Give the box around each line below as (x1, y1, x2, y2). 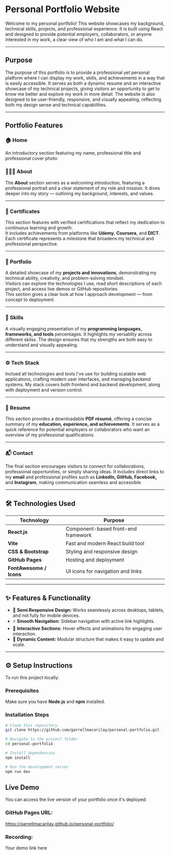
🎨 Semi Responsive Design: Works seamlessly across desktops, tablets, (12, 607, 164, 613)
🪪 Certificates (5, 208, 40, 215)
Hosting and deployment (65, 556, 124, 564)
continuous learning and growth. (5, 225, 73, 231)
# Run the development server (5, 764, 69, 769)
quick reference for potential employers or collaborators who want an (5, 427, 150, 433)
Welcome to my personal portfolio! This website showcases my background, (5, 20, 164, 26)
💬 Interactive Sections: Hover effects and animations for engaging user (12, 625, 163, 631)
